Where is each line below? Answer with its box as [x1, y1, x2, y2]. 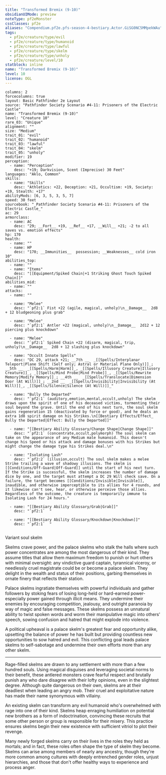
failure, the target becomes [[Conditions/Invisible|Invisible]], [5, 478, 145, 483]
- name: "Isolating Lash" [9, 452, 63, 457]
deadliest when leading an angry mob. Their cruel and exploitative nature [5, 687, 154, 694]
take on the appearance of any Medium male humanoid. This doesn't [5, 435, 147, 440]
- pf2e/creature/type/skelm [9, 48, 68, 53]
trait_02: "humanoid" [5, 137, 50, 142]
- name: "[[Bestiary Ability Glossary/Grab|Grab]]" [9, 504, 119, 509]
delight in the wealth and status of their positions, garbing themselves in [5, 570, 152, 576]
